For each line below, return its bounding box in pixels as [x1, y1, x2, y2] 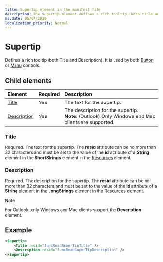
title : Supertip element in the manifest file [5, 7, 101, 12]
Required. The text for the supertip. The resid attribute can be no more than [5, 145, 156, 150]
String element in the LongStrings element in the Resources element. [5, 188, 145, 194]
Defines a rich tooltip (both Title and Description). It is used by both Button [5, 58, 154, 63]
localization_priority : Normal [5, 20, 68, 26]
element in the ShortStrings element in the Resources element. [5, 155, 132, 160]
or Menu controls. [5, 62, 41, 68]
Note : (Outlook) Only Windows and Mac [65, 113, 156, 119]
